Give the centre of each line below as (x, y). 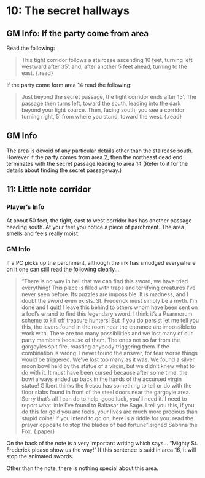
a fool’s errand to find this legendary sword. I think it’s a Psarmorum (107, 313)
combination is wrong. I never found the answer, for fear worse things (110, 353)
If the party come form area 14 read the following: (69, 85)
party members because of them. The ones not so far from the (101, 340)
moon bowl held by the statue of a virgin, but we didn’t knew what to (108, 366)
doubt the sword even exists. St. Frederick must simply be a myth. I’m (109, 300)
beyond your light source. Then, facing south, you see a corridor (103, 110)
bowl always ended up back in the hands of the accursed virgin (102, 379)
